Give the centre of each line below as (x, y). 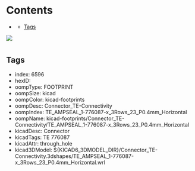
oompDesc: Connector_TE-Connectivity (64, 106)
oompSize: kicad (35, 93)
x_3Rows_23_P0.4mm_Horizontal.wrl (60, 162)
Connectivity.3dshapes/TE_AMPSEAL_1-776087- (74, 156)
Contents (30, 10)
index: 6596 (29, 74)
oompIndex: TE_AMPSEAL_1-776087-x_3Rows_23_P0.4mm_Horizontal (101, 112)
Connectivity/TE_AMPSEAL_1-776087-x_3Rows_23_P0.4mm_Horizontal (102, 124)
